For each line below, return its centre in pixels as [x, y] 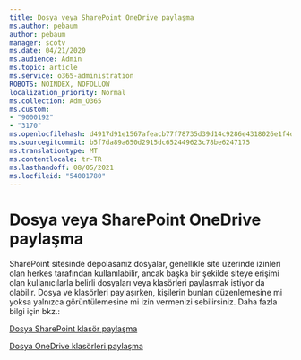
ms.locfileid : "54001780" [57, 176]
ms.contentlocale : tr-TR [56, 159]
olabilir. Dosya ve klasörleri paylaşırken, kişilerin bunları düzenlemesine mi [146, 293]
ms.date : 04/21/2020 [48, 51]
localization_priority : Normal [68, 92]
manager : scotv [38, 43]
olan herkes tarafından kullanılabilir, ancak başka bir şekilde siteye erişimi [144, 273]
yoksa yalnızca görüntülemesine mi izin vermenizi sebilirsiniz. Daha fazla [143, 302]
